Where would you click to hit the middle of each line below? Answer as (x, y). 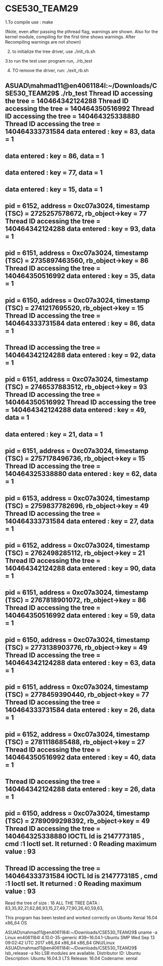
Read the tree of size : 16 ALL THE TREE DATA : (52, 903)
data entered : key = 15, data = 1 (54, 189)
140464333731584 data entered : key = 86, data (80, 323)
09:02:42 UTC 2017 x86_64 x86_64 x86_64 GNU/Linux (60, 943)
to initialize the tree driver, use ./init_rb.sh (54, 51)
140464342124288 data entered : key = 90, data (81, 568)
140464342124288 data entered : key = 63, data (81, 663)
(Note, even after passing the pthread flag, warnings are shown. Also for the (81, 31)
